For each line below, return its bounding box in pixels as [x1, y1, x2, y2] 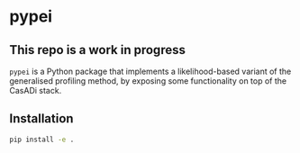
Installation [9, 111, 74, 127]
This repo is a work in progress [9, 42, 186, 58]
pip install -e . [9, 135, 75, 144]
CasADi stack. [9, 85, 62, 95]
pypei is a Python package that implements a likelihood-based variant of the [9, 66, 292, 76]
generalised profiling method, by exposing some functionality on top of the [9, 76, 286, 86]
